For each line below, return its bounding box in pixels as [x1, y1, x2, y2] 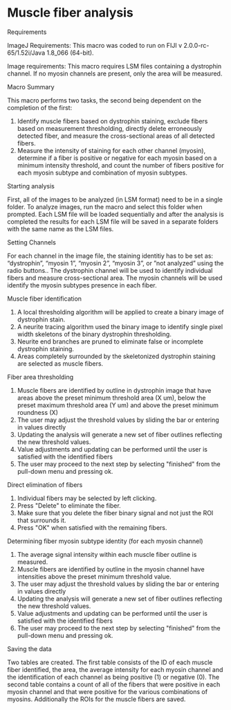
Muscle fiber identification [7, 294, 82, 303]
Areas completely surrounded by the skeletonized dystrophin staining [17, 352, 216, 360]
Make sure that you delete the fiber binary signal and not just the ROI [17, 508, 214, 517]
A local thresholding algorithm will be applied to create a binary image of [17, 308, 225, 316]
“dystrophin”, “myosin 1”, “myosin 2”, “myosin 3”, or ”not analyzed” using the [7, 258, 224, 267]
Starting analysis [7, 181, 55, 190]
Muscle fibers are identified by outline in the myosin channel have [17, 565, 205, 573]
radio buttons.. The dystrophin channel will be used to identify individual [7, 266, 213, 274]
